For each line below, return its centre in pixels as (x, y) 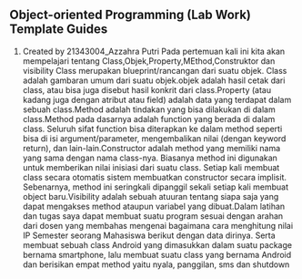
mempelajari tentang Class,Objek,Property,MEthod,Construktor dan (149, 61)
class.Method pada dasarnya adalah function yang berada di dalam (149, 119)
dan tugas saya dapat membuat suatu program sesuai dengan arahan (153, 216)
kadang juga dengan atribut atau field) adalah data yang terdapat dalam (157, 99)
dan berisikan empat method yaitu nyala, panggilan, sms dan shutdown (156, 264)
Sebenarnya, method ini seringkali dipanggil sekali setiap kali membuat (156, 187)
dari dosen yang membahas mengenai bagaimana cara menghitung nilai (158, 225)
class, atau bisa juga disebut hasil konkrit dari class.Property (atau (146, 89)
